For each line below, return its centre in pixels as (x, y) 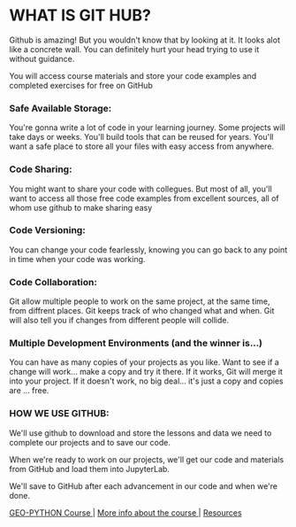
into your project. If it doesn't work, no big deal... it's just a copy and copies (147, 381)
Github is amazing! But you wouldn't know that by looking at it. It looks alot (145, 40)
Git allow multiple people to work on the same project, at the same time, (140, 301)
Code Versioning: (47, 230)
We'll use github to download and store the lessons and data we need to (140, 433)
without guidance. (42, 58)
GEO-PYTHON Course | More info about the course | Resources (125, 512)
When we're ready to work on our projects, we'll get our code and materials (147, 459)
